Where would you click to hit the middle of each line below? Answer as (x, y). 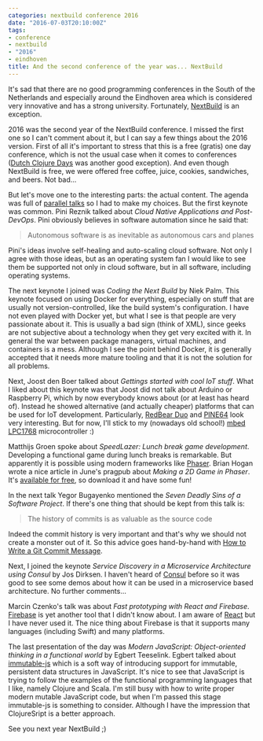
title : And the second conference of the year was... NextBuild (115, 67)
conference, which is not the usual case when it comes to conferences (122, 154)
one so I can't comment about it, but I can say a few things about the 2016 (128, 138)
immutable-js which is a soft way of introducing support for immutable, (123, 663)
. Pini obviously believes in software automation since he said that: (141, 219)
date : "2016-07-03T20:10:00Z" (58, 23)
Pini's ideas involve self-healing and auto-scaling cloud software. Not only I (130, 250)
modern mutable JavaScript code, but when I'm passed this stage (115, 696)
